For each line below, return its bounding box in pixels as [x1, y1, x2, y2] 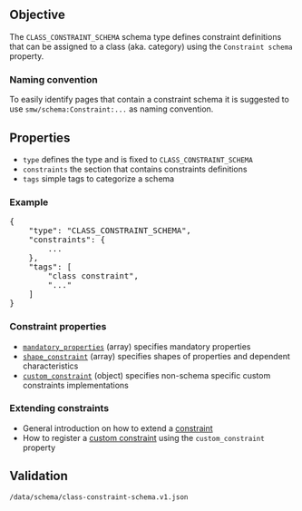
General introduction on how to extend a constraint [22, 422, 213, 434]
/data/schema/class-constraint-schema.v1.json [9, 492, 189, 502]
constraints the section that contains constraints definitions [22, 163, 248, 174]
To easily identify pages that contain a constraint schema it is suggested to [9, 94, 290, 105]
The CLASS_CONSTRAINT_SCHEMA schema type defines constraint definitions [9, 31, 282, 42]
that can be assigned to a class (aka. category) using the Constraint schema [9, 41, 293, 52]
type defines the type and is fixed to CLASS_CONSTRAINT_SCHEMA [22, 153, 254, 164]
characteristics [22, 360, 79, 371]
